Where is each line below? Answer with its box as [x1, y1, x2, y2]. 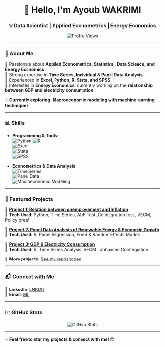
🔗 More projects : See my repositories [5, 256, 82, 262]
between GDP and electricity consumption [5, 87, 94, 93]
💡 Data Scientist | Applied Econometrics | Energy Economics [9, 22, 156, 29]
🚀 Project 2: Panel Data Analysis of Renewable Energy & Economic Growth [5, 227, 160, 232]
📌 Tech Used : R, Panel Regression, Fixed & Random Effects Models [5, 232, 141, 238]
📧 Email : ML [5, 291, 29, 297]
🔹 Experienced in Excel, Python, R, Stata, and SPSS [5, 77, 110, 83]
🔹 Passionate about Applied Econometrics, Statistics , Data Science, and [5, 61, 155, 67]
